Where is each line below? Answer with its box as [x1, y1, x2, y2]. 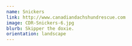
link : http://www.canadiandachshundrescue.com [6, 14, 126, 20]
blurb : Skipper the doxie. [6, 25, 74, 32]
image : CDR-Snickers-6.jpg [6, 20, 74, 26]
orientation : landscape [6, 31, 67, 37]
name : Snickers [6, 8, 45, 15]
